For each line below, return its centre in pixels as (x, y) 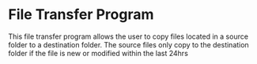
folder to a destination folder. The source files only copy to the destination (128, 44)
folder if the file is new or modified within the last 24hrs (98, 53)
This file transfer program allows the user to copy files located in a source (128, 36)
